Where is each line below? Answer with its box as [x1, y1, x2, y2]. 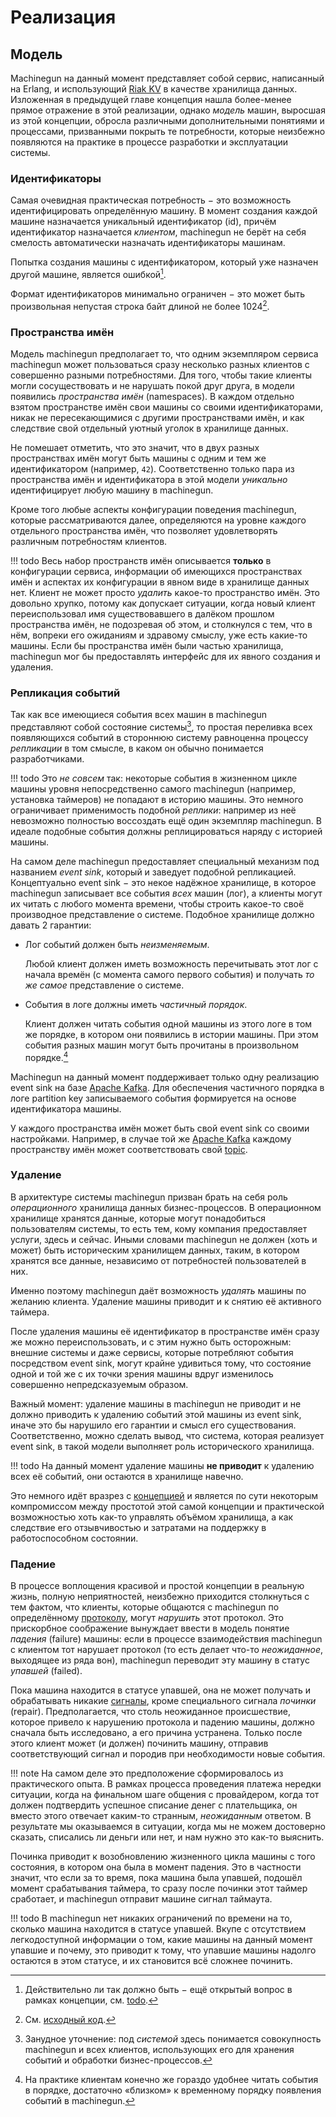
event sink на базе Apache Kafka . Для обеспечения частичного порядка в [10, 1081, 325, 1093]
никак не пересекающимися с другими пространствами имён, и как [10, 411, 305, 423]
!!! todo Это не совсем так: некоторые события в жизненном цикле [10, 772, 298, 784]
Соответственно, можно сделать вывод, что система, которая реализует [10, 1429, 325, 1441]
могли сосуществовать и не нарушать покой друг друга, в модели [10, 379, 295, 391]
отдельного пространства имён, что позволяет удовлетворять [10, 524, 278, 536]
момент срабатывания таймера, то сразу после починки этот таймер [10, 1882, 308, 1895]
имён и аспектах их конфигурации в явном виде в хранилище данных [10, 576, 310, 588]
